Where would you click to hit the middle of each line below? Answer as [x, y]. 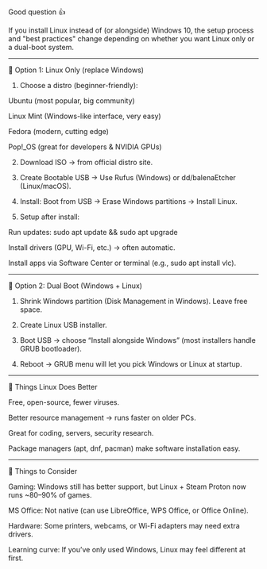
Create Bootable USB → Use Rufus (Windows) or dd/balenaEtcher [128, 177]
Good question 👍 [37, 12]
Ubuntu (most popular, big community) [72, 101]
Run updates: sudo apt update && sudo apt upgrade [93, 232]
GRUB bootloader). [50, 349]
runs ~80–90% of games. [50, 495]
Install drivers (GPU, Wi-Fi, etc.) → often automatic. [92, 248]
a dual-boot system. [41, 47]
